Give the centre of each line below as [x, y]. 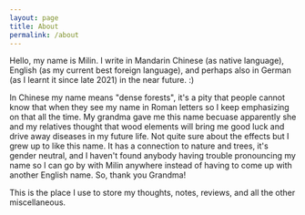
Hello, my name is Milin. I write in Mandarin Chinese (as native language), [147, 61]
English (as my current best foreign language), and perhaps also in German [150, 70]
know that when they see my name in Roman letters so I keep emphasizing [149, 107]
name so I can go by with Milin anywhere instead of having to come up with [151, 166]
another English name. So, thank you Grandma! [98, 175]
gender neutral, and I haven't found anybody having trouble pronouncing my [152, 156]
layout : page [34, 18]
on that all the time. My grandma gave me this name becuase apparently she [153, 117]
